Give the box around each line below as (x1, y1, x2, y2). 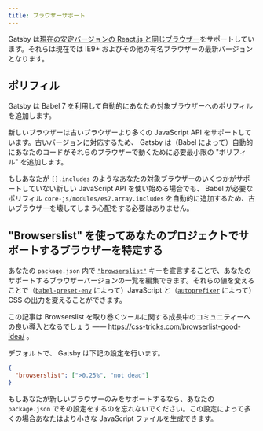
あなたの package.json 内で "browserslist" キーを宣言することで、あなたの (8, 266, 251, 275)
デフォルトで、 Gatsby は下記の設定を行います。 (8, 348, 165, 358)
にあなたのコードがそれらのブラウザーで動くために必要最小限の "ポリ (8, 147, 233, 157)
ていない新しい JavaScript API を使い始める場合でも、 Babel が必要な (28, 184, 254, 193)
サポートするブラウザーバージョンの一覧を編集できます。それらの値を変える (8, 276, 255, 285)
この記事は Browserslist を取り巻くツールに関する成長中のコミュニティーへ (8, 312, 251, 322)
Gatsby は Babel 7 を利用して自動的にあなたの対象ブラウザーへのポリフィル (8, 101, 254, 111)
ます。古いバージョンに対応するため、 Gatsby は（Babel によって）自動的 (14, 138, 254, 147)
